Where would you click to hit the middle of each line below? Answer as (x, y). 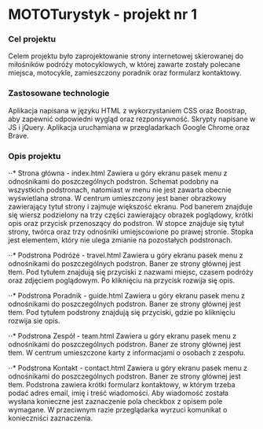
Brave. (18, 135)
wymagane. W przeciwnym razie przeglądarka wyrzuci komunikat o (118, 410)
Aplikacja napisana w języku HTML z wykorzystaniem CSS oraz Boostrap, (128, 110)
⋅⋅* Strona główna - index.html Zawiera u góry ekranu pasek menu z (118, 173)
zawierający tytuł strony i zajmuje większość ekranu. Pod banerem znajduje (130, 207)
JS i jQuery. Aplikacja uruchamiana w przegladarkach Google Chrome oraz (129, 127)
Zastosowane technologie (59, 94)
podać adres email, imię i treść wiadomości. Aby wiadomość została (119, 393)
